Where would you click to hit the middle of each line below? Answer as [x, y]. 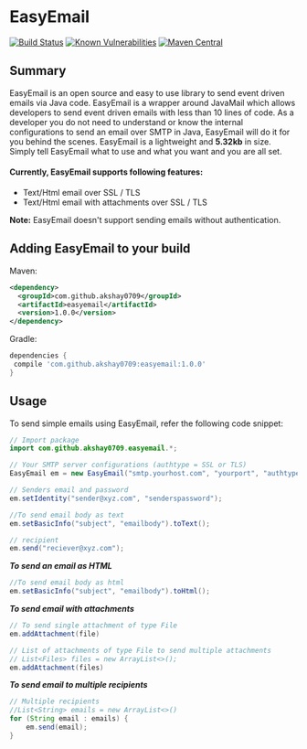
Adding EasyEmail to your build [100, 249]
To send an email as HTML [61, 566]
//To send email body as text [67, 515]
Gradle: [23, 339]
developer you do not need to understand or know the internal [127, 122]
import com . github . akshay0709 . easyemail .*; [94, 449]
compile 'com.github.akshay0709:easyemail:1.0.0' [110, 364]
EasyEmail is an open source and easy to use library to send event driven [147, 92]
